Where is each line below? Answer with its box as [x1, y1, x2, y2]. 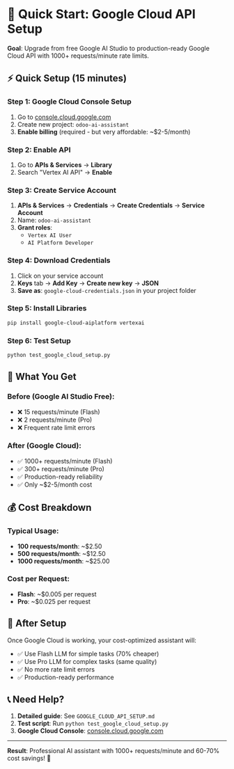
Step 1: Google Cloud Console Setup [7, 97, 132, 106]
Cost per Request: [7, 574, 70, 584]
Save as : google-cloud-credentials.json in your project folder [17, 286, 196, 294]
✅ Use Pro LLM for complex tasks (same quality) [17, 657, 157, 665]
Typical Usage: [7, 526, 59, 536]
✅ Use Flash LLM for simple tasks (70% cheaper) [17, 649, 159, 658]
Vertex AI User [27, 232, 72, 239]
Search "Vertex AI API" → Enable [17, 168, 113, 176]
